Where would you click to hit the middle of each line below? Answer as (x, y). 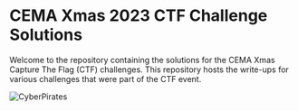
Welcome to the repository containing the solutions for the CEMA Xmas (142, 60)
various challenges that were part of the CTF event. (106, 79)
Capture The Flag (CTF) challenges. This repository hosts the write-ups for (149, 69)
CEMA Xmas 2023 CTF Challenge (139, 16)
